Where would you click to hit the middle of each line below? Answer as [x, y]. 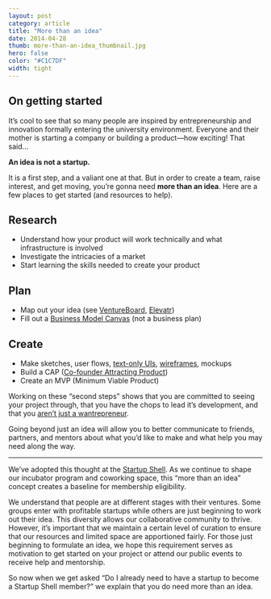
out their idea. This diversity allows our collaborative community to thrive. [130, 519]
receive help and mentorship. [57, 562]
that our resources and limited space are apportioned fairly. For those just [131, 536]
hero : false [28, 53]
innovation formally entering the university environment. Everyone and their [134, 129]
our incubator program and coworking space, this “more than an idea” [125, 478]
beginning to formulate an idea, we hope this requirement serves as [121, 545]
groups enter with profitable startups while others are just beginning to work [135, 511]
